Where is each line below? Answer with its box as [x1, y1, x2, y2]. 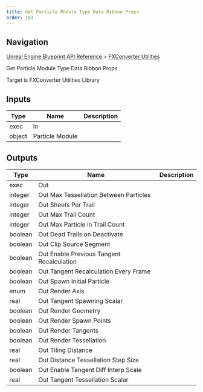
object [9, 132, 27, 141]
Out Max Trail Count [38, 210, 95, 219]
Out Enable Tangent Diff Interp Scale [38, 365, 142, 374]
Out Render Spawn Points [38, 316, 111, 325]
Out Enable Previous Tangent [38, 250, 121, 258]
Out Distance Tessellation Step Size [38, 356, 140, 364]
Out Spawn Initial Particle [38, 277, 110, 285]
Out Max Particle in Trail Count [38, 220, 125, 228]
